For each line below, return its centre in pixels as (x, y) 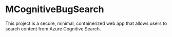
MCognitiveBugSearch (55, 9)
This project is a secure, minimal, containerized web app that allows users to (86, 23)
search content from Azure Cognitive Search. (53, 28)
